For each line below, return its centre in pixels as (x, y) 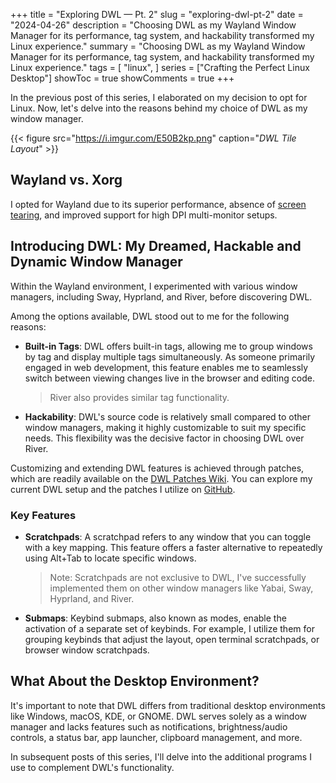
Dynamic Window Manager (96, 262)
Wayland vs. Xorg (66, 180)
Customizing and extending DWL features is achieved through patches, (157, 468)
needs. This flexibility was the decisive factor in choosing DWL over (164, 438)
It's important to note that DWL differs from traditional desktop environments (168, 705)
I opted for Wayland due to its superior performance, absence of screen (158, 204)
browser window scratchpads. (87, 650)
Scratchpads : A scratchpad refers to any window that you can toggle (168, 536)
